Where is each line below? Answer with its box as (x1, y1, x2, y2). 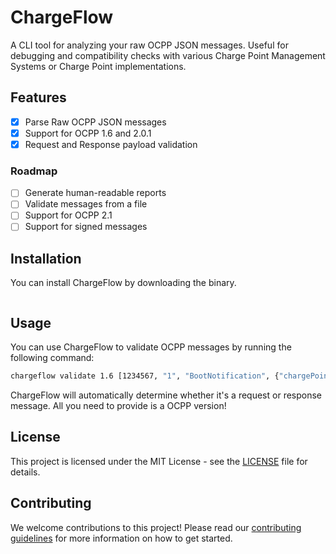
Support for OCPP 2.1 (24, 209, 113, 221)
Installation (10, 250, 82, 267)
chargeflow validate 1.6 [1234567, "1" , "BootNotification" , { (10, 371, 280, 381)
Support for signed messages (24, 221, 148, 233)
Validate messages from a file (24, 198, 148, 210)
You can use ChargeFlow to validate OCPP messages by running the (10, 341, 292, 353)
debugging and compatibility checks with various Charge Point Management (10, 49, 326, 61)
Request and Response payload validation (24, 138, 198, 150)
